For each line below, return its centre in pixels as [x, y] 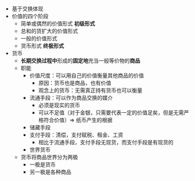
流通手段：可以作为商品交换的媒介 [71, 98]
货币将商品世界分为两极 [49, 157]
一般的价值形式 [39, 38]
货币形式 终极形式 [42, 46]
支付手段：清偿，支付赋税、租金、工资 [76, 135]
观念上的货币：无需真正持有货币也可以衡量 [90, 90]
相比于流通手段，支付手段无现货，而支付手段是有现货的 [106, 142]
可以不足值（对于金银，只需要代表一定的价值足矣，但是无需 [111, 112]
